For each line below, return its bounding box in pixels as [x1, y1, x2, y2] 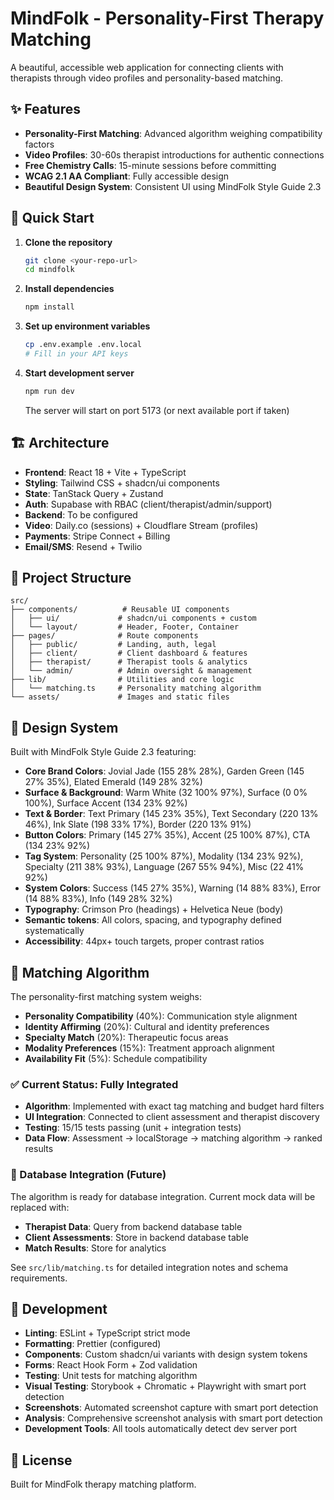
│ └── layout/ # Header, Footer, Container [10, 622, 240, 632]
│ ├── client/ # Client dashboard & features [10, 648, 248, 659]
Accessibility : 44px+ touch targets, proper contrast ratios [24, 935, 265, 947]
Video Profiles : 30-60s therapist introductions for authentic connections [24, 148, 325, 161]
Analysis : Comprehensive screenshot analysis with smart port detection [24, 1412, 323, 1424]
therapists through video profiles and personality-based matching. [10, 72, 284, 84]
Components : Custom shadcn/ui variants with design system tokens [24, 1348, 308, 1361]
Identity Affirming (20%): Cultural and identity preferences [24, 1021, 270, 1033]
